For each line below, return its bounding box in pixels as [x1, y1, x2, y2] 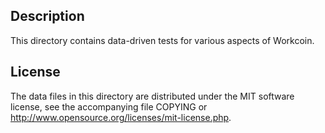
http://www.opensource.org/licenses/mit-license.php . [10, 111, 232, 123]
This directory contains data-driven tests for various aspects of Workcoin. [10, 34, 315, 46]
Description [10, 8, 85, 25]
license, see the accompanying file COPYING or [10, 100, 208, 113]
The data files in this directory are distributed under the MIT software [10, 90, 295, 102]
